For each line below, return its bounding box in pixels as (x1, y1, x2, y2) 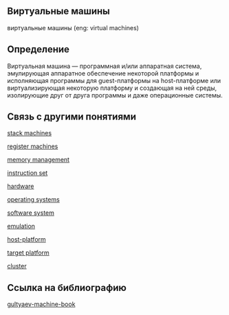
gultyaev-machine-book (7, 300, 76, 308)
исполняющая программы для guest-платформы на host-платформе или (7, 76, 221, 84)
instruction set (7, 169, 48, 177)
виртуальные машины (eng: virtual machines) (7, 23, 140, 32)
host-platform (7, 235, 46, 244)
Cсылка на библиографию (7, 281, 127, 294)
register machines (7, 142, 58, 150)
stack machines (7, 129, 52, 137)
